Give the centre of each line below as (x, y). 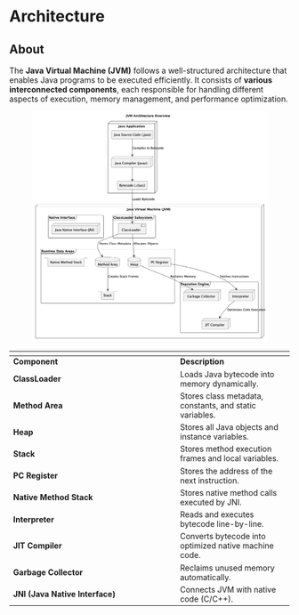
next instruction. (210, 480)
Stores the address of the (226, 471)
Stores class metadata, (222, 396)
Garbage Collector (48, 572)
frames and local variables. (229, 458)
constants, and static (218, 405)
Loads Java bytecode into (227, 374)
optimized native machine (227, 546)
